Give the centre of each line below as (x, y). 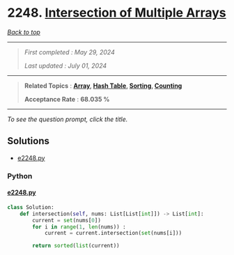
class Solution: (31, 207)
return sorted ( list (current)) (76, 246)
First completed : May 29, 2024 (69, 52)
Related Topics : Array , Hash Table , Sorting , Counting (103, 86)
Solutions (29, 141)
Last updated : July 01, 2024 (65, 65)
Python (20, 176)
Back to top (24, 32)
